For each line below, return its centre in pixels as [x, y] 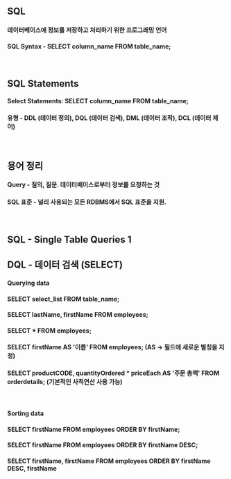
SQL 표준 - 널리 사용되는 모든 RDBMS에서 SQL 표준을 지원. [87, 202]
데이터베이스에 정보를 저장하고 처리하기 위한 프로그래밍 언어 [87, 30]
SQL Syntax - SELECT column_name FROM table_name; [89, 46]
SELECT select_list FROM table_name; [63, 299]
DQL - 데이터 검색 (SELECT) [65, 265]
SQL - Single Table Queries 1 [69, 239]
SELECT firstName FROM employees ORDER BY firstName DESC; [103, 445]
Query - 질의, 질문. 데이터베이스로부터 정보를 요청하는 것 [84, 185]
